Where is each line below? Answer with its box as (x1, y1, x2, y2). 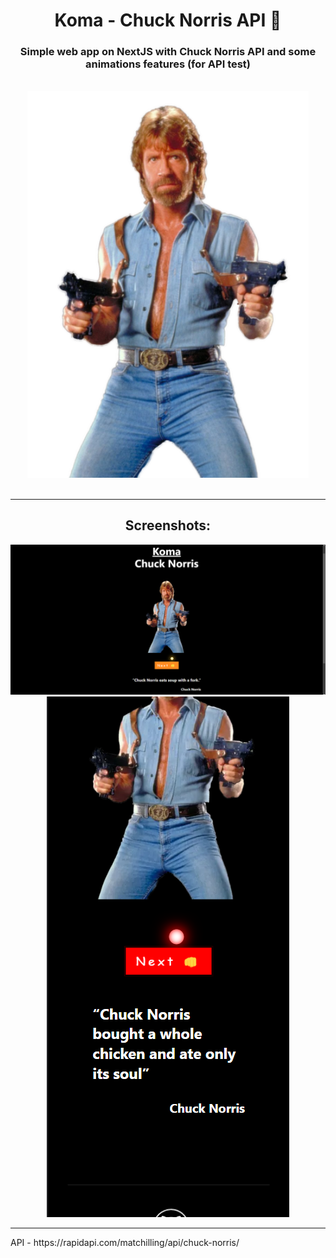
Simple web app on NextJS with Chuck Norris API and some (19, 45, 317, 59)
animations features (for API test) (84, 57, 252, 71)
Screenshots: (124, 517, 212, 534)
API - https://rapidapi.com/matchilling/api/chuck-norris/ (10, 1236, 240, 1248)
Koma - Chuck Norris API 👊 (54, 9, 282, 32)
